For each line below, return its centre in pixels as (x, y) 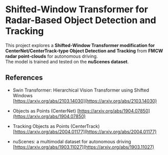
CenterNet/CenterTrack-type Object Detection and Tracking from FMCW (84, 51)
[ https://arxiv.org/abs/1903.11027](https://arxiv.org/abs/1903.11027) (83, 147)
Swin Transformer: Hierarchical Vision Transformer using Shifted (81, 90)
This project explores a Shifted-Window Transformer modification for (80, 45)
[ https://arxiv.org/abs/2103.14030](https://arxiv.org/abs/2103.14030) (85, 101)
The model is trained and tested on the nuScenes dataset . (67, 61)
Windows (23, 95)
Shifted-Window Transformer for (77, 9)
